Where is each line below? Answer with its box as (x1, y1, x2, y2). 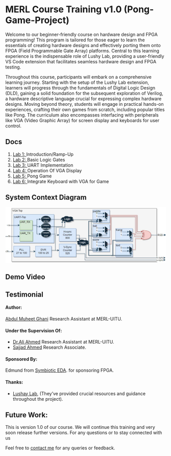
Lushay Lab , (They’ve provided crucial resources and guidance (12, 390, 146, 397)
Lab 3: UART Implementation (12, 162, 74, 168)
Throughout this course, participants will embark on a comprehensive (5, 74, 152, 80)
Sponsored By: (5, 356, 37, 362)
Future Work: (5, 411, 48, 419)
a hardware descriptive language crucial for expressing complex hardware (5, 96, 162, 102)
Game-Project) (5, 14, 70, 26)
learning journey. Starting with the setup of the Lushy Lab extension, (5, 79, 150, 85)
